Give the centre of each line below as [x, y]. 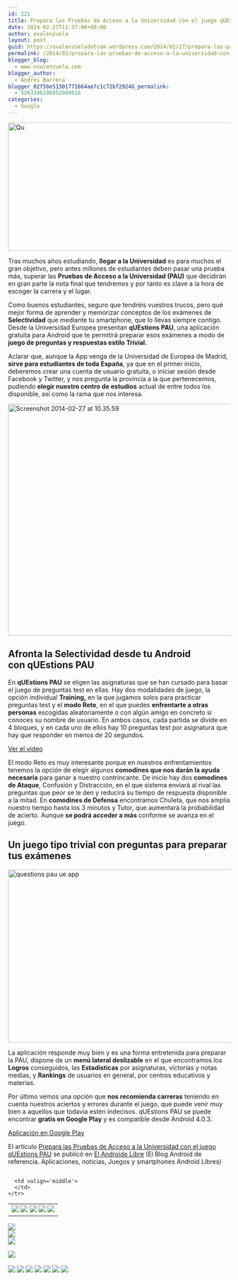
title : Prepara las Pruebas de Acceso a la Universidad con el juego [113, 21]
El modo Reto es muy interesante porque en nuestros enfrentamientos [110, 762]
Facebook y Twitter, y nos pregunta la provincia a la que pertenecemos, [112, 378]
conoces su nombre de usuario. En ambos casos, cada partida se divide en [118, 719]
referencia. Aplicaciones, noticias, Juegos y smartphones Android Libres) [115, 1161]
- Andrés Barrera [40, 80]
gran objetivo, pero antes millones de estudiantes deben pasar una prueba [117, 268]
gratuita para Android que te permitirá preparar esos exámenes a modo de [116, 335]
